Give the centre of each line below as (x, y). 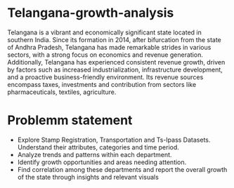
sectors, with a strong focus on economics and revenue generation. (105, 55)
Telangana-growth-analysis (91, 13)
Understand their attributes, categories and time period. (98, 147)
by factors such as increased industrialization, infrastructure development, (115, 69)
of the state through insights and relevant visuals (88, 177)
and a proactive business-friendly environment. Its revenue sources (105, 77)
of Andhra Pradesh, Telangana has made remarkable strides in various (109, 47)
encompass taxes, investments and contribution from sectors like (102, 84)
